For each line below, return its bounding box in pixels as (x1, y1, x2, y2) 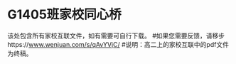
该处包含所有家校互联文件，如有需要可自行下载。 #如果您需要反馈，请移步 (7, 31, 225, 40)
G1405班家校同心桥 (7, 6, 122, 23)
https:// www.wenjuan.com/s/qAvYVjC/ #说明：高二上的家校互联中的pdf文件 (7, 40, 230, 48)
